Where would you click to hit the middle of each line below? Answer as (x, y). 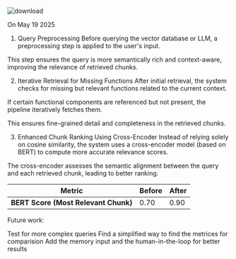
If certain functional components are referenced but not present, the (107, 102)
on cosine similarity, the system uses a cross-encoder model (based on (122, 144)
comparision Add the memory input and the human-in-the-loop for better (114, 241)
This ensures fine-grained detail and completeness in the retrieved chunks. (117, 123)
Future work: (26, 220)
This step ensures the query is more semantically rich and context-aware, (115, 59)
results (17, 249)
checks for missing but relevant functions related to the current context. (122, 88)
